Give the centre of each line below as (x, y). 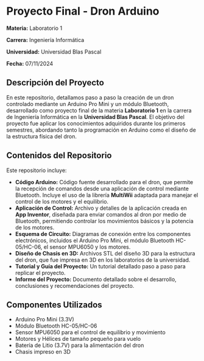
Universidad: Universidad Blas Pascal (54, 52)
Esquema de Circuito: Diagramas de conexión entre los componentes (103, 234)
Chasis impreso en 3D (43, 352)
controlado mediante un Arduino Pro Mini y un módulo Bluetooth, (88, 104)
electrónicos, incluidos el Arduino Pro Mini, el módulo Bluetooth (95, 240)
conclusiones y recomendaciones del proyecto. (75, 285)
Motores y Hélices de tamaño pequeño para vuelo (78, 339)
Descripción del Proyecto (55, 83)
